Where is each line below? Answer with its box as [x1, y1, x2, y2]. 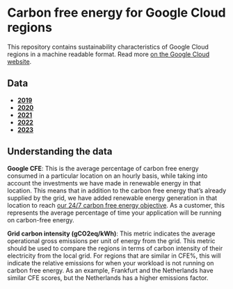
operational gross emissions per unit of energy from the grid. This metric [7, 236, 216, 245]
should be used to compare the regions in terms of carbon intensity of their [7, 244, 223, 252]
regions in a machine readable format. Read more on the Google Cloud [7, 50, 210, 58]
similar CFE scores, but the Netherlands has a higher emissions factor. [7, 273, 209, 282]
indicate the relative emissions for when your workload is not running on [7, 258, 214, 267]
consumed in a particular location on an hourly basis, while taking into [7, 172, 208, 180]
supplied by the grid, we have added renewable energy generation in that [7, 193, 218, 202]
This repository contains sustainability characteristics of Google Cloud [7, 42, 209, 51]
